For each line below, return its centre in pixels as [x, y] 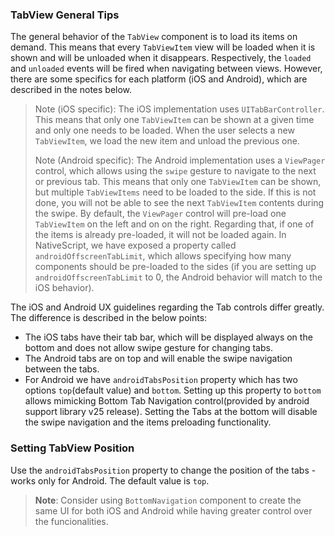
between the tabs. [62, 369]
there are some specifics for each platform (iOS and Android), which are [159, 79]
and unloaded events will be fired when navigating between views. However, [166, 69]
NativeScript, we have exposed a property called [135, 245]
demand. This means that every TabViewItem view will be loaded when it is [163, 47]
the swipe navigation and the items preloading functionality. [148, 422]
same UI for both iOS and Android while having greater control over [173, 510]
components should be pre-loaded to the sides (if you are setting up [175, 267]
